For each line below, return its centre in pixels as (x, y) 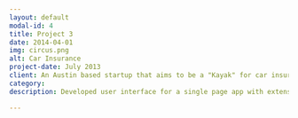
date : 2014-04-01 (41, 42)
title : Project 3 (41, 34)
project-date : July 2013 (55, 67)
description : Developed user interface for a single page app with (137, 91)
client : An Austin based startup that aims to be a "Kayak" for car (138, 75)
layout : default (39, 17)
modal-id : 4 (31, 26)
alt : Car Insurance (45, 59)
